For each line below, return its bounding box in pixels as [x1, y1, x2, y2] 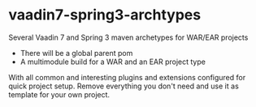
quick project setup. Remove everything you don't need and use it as [8, 81, 240, 91]
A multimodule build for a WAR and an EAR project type [20, 57, 206, 66]
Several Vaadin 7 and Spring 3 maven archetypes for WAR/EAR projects [8, 32, 249, 42]
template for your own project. [8, 89, 111, 99]
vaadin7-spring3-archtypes [8, 6, 202, 24]
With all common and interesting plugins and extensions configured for [8, 72, 246, 82]
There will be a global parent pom [20, 48, 133, 58]
